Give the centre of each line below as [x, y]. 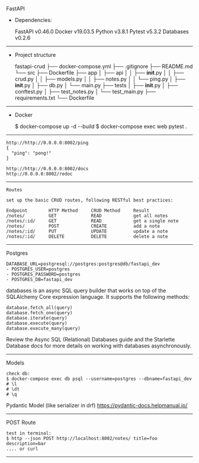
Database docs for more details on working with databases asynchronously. [99, 346]
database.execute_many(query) [44, 328]
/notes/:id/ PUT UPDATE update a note [87, 231]
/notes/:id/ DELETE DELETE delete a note [87, 237]
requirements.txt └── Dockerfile [54, 98]
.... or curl [22, 449]
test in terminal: [29, 433]
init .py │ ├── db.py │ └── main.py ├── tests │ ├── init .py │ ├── [96, 85]
